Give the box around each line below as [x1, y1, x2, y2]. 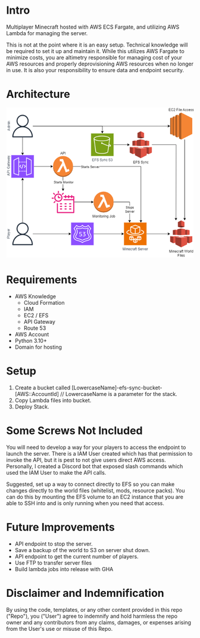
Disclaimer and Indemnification [6, 586, 165, 600]
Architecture [6, 88, 70, 101]
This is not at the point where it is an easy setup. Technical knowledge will [6, 41, 188, 48]
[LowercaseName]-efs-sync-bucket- [71, 384, 162, 391]
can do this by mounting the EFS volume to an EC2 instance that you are [6, 493, 183, 500]
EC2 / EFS [23, 311, 49, 319]
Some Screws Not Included [6, 424, 143, 437]
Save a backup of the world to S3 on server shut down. [14, 546, 151, 553]
